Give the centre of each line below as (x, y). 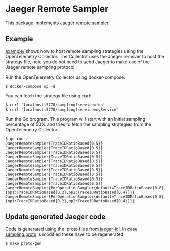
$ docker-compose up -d (30, 86)
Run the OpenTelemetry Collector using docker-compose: (65, 77)
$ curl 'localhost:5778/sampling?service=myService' (62, 110)
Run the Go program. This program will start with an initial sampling (75, 119)
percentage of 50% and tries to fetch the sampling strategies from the (78, 124)
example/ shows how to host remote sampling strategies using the (74, 51)
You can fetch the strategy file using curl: (48, 96)
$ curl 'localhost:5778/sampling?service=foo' (55, 105)
